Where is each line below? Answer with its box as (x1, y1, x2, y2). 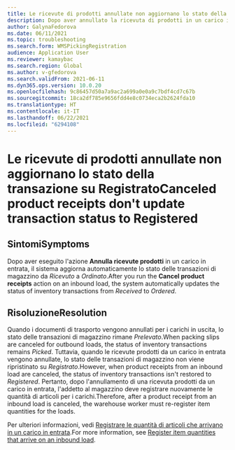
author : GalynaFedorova (7, 23, 77, 30)
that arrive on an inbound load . (7, 435, 96, 444)
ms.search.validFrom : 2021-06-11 (7, 75, 105, 83)
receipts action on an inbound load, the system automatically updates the (7, 279, 220, 288)
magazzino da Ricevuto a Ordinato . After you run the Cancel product (7, 272, 205, 280)
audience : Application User (7, 50, 90, 57)
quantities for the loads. (7, 407, 76, 416)
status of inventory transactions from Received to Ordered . (7, 286, 177, 295)
